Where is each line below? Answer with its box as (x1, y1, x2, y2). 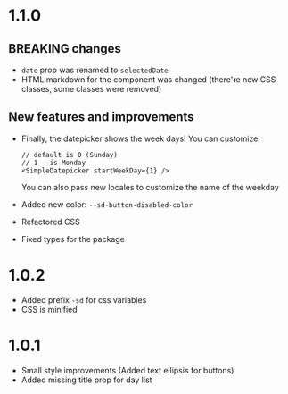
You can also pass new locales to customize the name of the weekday (21, 181, 280, 192)
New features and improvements (8, 109, 194, 125)
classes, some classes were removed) (21, 84, 162, 94)
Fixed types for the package (21, 233, 126, 244)
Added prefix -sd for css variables (21, 294, 147, 305)
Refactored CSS (21, 216, 81, 227)
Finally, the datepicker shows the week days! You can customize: (21, 133, 260, 144)
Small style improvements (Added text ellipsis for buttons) (21, 365, 235, 375)
